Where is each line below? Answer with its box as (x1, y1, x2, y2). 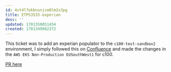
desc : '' (5, 17, 24, 22)
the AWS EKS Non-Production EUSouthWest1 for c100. (5, 52, 114, 58)
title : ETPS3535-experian (5, 12, 61, 17)
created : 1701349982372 (5, 27, 56, 32)
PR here (5, 61, 22, 67)
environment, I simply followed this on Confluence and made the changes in (5, 46, 166, 52)
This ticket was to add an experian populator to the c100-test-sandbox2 (5, 40, 156, 46)
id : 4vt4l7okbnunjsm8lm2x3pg (5, 7, 68, 13)
